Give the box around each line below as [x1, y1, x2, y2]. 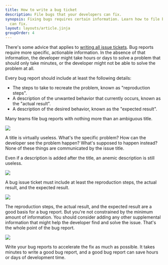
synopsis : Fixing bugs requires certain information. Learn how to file [5, 16, 160, 21]
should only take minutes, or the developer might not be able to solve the [5, 60, 156, 66]
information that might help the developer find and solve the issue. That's [5, 220, 156, 225]
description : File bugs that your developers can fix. [5, 12, 122, 17]
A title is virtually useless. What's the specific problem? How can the [5, 135, 146, 140]
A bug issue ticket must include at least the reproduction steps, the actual [5, 179, 157, 185]
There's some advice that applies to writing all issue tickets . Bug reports [5, 44, 154, 50]
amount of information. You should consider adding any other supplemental [5, 214, 161, 220]
